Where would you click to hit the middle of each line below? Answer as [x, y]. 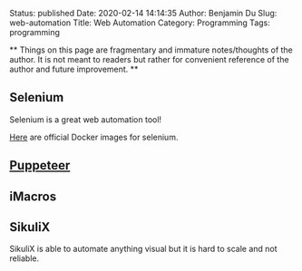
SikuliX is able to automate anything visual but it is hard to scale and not [144, 249]
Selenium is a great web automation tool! [85, 119]
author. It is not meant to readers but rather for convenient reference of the [149, 59]
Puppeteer [40, 165]
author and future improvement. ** [74, 69]
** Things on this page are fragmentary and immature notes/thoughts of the [151, 50]
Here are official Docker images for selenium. [94, 137]
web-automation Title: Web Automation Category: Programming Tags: [140, 23]
